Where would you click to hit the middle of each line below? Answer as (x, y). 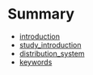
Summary (41, 14)
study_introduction (50, 44)
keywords (36, 62)
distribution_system (52, 53)
